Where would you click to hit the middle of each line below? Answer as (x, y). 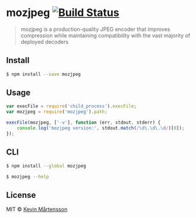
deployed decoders (45, 42)
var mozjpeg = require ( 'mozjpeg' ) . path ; (57, 112)
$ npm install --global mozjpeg (46, 166)
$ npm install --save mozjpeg (44, 74)
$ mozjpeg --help (28, 176)
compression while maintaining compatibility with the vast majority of (105, 35)
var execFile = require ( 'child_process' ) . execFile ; (71, 106)
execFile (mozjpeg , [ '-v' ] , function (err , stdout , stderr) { (83, 123)
